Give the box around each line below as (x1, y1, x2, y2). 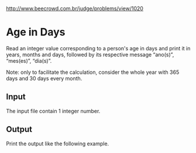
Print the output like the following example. (6, 140, 109, 147)
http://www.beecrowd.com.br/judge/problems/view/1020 (6, 5, 143, 12)
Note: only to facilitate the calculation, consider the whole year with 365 (6, 69, 180, 76)
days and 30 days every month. (6, 74, 82, 81)
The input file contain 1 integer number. (6, 107, 101, 114)
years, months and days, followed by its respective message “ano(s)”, (6, 51, 174, 58)
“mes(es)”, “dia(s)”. (6, 57, 52, 64)
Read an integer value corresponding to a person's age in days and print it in (6, 45, 191, 52)
